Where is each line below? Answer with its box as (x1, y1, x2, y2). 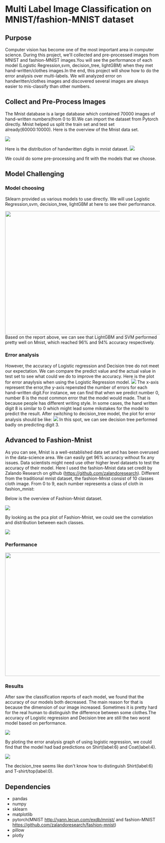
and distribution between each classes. (5, 519, 85, 525)
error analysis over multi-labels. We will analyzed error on (5, 73, 122, 78)
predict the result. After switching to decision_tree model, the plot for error (5, 411, 156, 417)
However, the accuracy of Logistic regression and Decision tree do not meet (5, 363, 160, 369)
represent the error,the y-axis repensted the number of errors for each (5, 384, 148, 390)
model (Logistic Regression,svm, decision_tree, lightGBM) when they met (5, 63, 153, 68)
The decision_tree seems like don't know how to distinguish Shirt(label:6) (5, 763, 153, 769)
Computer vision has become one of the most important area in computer (5, 47, 154, 52)
